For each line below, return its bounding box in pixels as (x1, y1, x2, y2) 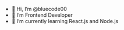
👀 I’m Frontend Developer (11, 12, 73, 18)
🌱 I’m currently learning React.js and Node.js (11, 18, 119, 24)
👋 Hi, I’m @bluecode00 (11, 6, 67, 12)
